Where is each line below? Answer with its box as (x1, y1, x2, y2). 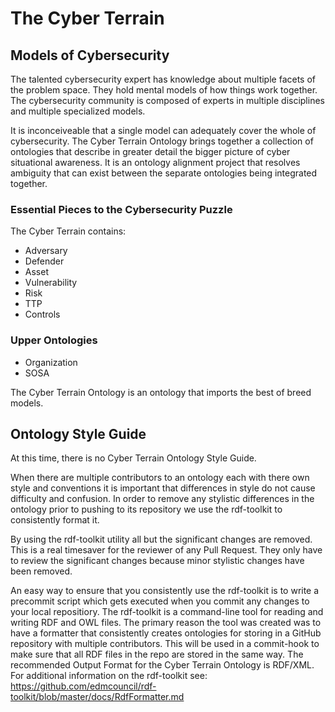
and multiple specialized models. (10, 105, 146, 117)
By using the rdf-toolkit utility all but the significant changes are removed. (10, 533, 313, 546)
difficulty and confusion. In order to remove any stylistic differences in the (10, 493, 315, 505)
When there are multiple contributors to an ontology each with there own (10, 472, 310, 484)
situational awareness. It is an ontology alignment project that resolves (10, 157, 301, 168)
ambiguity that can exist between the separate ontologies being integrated (10, 167, 318, 179)
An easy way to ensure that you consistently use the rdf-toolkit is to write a (10, 585, 320, 597)
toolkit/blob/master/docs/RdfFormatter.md (10, 691, 185, 703)
